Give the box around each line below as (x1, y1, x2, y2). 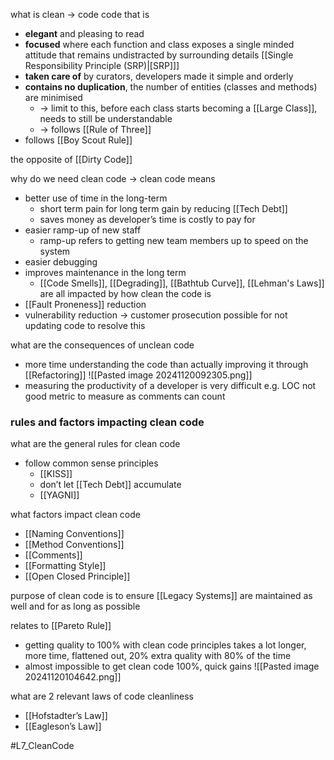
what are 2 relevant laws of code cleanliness (10, 690, 194, 703)
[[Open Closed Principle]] (24, 570, 131, 583)
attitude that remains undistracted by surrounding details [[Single (24, 49, 294, 61)
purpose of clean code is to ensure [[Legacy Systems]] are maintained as (10, 590, 313, 602)
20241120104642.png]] (24, 671, 122, 683)
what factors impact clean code (10, 509, 141, 521)
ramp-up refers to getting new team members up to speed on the (39, 235, 309, 246)
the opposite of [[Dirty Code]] (10, 154, 133, 165)
